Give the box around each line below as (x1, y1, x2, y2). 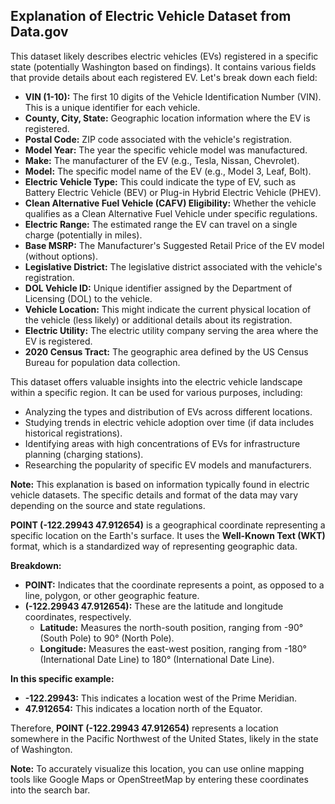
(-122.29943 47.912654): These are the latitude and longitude (24, 600, 284, 612)
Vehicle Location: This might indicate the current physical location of (24, 303, 312, 315)
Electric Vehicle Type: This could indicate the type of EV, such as (24, 175, 297, 188)
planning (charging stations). (24, 448, 144, 460)
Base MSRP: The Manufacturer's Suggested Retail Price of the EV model (24, 239, 325, 251)
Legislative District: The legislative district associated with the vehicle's (24, 260, 323, 273)
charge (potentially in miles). (24, 229, 143, 241)
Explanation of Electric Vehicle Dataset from (10, 8, 292, 25)
